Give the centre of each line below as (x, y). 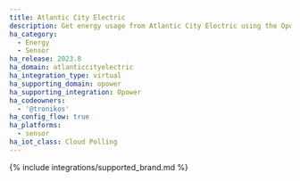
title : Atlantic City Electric (67, 17)
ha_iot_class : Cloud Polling (63, 142)
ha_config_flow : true (50, 117)
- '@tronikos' (43, 109)
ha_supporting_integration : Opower (75, 92)
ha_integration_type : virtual (66, 76)
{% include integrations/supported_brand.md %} (99, 167)
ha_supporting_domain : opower (66, 84)
